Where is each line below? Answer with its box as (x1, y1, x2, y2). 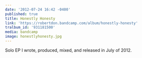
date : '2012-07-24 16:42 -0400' (5, 7, 71, 12)
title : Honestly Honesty (5, 16, 55, 21)
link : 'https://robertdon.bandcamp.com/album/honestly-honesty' (5, 20, 138, 26)
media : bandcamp (5, 29, 38, 34)
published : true (5, 12, 38, 16)
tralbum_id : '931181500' (5, 25, 55, 30)
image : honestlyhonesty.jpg (5, 34, 62, 39)
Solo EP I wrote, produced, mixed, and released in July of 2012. (5, 47, 132, 53)
